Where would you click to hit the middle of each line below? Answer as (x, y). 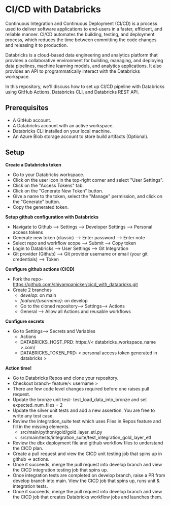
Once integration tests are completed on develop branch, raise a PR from (89, 475)
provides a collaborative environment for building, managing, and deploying (84, 60)
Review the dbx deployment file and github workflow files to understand (88, 443)
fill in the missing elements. (41, 427)
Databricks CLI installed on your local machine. (62, 131)
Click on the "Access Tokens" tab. (48, 185)
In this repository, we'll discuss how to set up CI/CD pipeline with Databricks (85, 86)
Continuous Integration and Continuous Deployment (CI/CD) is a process (81, 23)
